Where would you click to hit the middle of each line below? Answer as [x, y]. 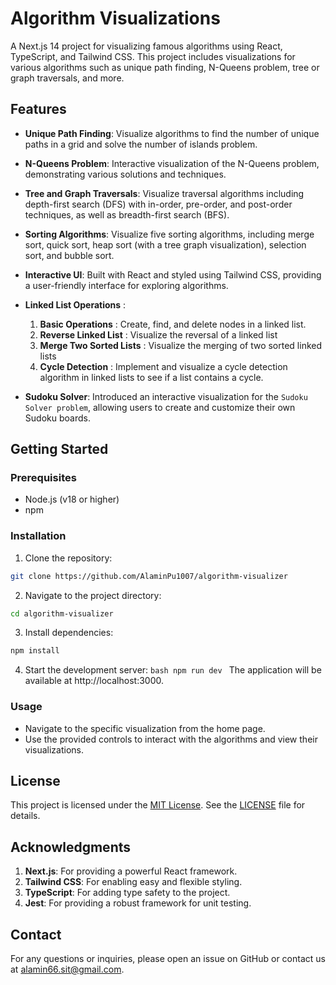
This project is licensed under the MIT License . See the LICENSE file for [158, 805]
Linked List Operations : [75, 304]
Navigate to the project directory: [93, 595]
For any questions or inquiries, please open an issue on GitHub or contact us [168, 959]
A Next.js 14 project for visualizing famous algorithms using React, [146, 46]
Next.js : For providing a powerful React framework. [131, 871]
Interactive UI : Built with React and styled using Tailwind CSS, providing [173, 274]
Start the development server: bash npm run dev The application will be [173, 670]
